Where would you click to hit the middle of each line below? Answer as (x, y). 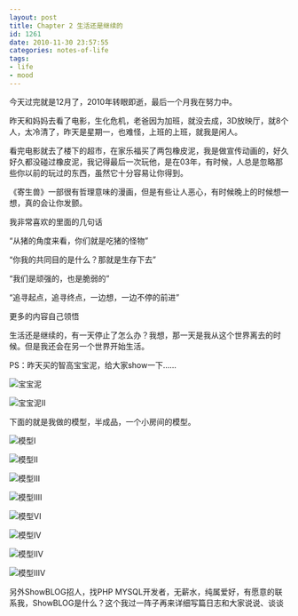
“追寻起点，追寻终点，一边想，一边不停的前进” (94, 297)
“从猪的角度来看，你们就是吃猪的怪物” (79, 240)
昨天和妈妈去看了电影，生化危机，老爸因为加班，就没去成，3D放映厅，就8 (145, 120)
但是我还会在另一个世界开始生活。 (86, 346)
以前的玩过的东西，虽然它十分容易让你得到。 (106, 172)
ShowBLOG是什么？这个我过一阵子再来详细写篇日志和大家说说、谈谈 (158, 603)
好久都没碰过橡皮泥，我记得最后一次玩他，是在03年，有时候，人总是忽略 (142, 162)
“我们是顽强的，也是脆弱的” (59, 278)
